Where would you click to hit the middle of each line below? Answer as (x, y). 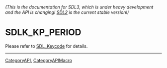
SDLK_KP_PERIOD (43, 32)
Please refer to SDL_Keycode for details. (46, 46)
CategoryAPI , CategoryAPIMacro (39, 60)
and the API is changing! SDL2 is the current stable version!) (67, 12)
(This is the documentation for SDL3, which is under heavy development (79, 7)
